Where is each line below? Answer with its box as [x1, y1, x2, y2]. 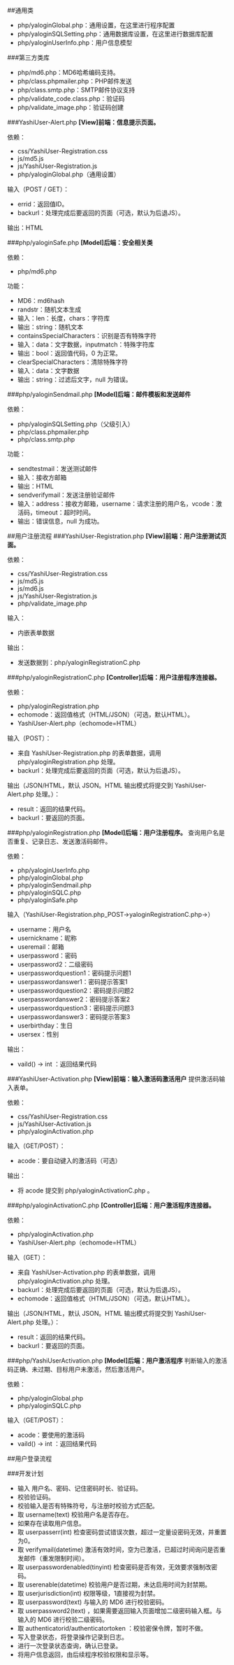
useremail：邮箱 [17, 943, 64, 950]
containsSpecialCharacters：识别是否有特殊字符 [17, 332, 157, 339]
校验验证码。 [17, 1493, 54, 1501]
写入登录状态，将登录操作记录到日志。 [17, 1633, 128, 1641]
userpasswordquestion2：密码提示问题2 [17, 986, 134, 995]
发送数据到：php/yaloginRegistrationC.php [17, 659, 141, 666]
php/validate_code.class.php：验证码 [17, 94, 125, 103]
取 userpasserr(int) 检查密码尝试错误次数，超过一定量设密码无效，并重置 [17, 1528, 227, 1536]
